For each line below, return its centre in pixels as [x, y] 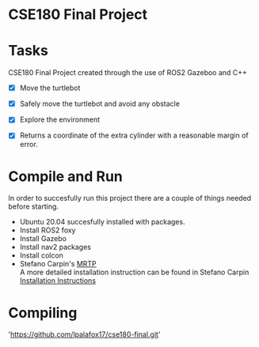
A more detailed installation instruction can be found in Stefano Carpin [134, 272]
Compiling [43, 313]
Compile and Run [65, 176]
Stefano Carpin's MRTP [58, 264]
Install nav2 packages [55, 247]
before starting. [34, 206]
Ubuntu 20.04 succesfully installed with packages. [102, 222]
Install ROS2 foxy [48, 230]
